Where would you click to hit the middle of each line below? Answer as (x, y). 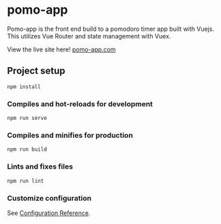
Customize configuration (49, 198)
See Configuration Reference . (49, 213)
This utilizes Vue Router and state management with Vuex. (89, 36)
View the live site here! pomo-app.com (61, 49)
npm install (24, 87)
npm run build (27, 149)
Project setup (36, 71)
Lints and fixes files (40, 166)
